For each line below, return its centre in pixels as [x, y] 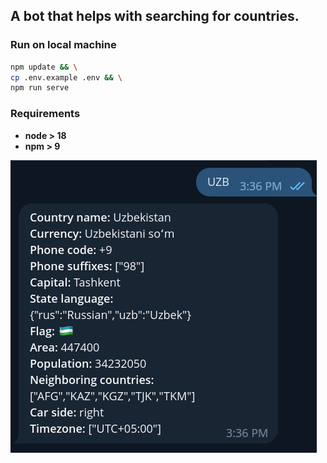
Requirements [45, 114]
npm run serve [40, 88]
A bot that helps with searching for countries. [155, 16]
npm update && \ [44, 67]
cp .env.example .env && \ [66, 77]
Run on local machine [63, 45]
